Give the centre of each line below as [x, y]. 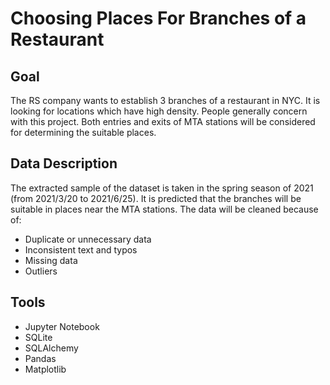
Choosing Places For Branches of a [158, 18]
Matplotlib [45, 369]
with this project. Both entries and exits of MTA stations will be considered [163, 121]
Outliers [41, 271]
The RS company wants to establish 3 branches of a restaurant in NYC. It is [165, 100]
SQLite [38, 337]
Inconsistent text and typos [81, 249]
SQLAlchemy [51, 348]
